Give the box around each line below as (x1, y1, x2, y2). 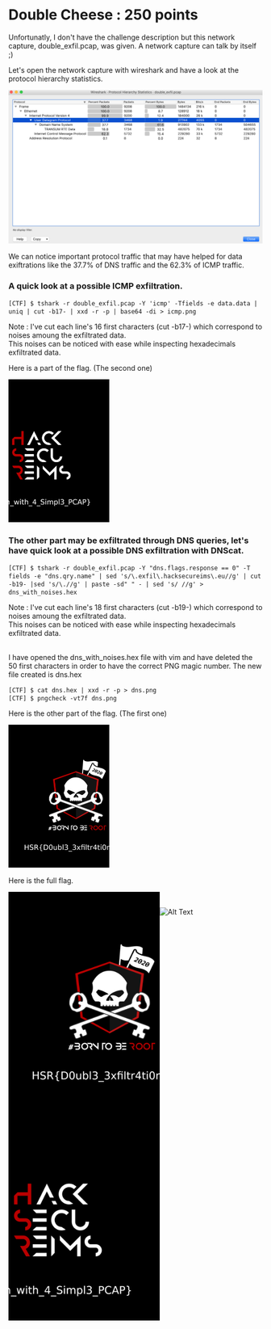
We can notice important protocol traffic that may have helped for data (8, 251, 243, 261)
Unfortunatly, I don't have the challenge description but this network (8, 32, 236, 42)
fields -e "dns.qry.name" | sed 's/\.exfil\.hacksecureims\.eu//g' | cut (8, 572, 262, 581)
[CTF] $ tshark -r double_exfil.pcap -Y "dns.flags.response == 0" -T (8, 564, 251, 573)
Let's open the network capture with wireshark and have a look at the (8, 65, 240, 74)
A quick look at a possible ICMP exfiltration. (8, 280, 183, 292)
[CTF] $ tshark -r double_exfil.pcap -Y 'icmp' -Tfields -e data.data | (8, 299, 258, 308)
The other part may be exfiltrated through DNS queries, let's (8, 535, 249, 546)
